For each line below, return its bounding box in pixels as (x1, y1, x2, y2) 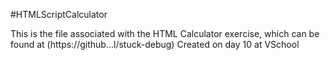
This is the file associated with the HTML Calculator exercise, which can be (10, 28, 320, 39)
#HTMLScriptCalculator (10, 9, 108, 20)
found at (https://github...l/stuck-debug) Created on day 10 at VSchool (10, 39, 300, 50)
